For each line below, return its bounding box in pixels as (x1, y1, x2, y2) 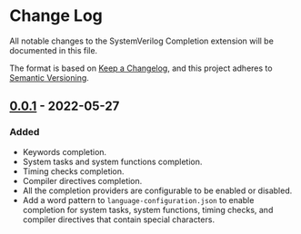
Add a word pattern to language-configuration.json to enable (22, 194, 255, 205)
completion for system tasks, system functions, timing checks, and (22, 204, 274, 215)
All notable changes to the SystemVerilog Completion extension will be (9, 35, 275, 46)
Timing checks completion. (22, 165, 125, 177)
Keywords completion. (22, 146, 107, 157)
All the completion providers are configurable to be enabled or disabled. (22, 185, 293, 196)
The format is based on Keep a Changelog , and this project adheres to (9, 63, 273, 73)
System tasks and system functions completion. (22, 156, 203, 167)
